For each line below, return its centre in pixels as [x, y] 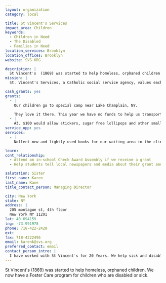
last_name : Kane [22, 182]
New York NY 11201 [29, 215]
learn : [12, 151]
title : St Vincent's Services [36, 23]
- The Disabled [25, 42]
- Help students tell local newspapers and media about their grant [82, 164]
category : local [22, 14]
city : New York [21, 196]
